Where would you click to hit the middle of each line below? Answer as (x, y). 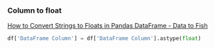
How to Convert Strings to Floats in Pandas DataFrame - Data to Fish (107, 26)
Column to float (35, 10)
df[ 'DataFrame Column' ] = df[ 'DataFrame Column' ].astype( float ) (104, 38)
